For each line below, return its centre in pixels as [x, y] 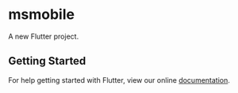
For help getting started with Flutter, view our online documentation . [119, 80]
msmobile [42, 15]
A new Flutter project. [44, 36]
